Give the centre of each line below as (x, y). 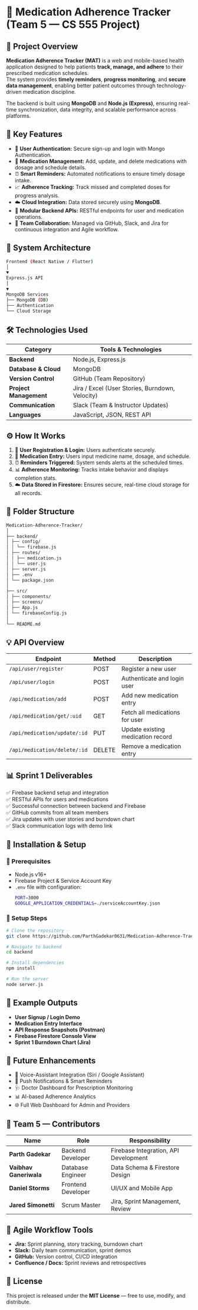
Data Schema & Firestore (145, 1168)
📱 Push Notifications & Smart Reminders (63, 1081)
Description (155, 659)
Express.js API (25, 278)
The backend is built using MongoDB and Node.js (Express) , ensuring (92, 103)
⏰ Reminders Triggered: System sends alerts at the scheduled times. (99, 462)
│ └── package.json (30, 580)
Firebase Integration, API (145, 1151)
